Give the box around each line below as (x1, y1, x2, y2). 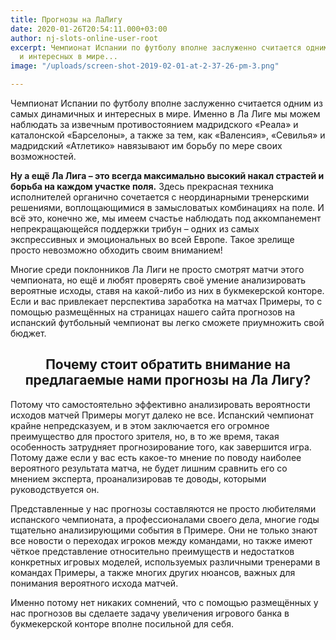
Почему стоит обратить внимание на (45, 356, 291, 373)
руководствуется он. (10, 483, 100, 495)
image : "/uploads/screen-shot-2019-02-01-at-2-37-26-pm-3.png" (10, 61, 280, 71)
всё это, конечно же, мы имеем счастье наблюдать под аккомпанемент (10, 212, 322, 224)
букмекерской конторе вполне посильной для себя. (10, 617, 235, 630)
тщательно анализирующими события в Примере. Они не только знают (10, 524, 318, 536)
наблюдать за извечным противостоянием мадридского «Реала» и (10, 119, 299, 130)
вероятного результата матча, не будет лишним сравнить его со (10, 462, 288, 474)
